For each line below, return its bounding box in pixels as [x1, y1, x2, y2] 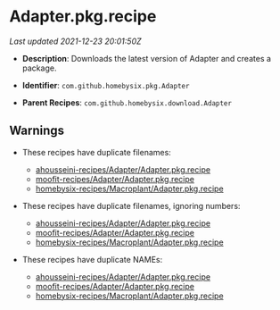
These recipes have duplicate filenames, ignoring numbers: [21, 200, 241, 211]
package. [21, 63, 57, 73]
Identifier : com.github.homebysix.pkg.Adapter [21, 80, 190, 90]
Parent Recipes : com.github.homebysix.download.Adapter [21, 96, 232, 108]
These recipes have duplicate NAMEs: [21, 254, 163, 264]
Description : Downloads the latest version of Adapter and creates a [21, 53, 272, 63]
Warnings [9, 123, 65, 138]
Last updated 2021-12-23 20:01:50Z [9, 36, 142, 46]
